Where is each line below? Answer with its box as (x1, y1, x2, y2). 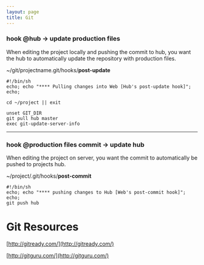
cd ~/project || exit (6, 99, 61, 106)
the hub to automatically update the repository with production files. (6, 55, 177, 62)
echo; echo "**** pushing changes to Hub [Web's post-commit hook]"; (6, 189, 186, 196)
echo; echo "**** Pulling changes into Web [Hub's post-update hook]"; (6, 83, 191, 90)
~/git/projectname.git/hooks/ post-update (6, 66, 110, 73)
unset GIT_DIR (6, 110, 42, 116)
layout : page (6, 8, 39, 15)
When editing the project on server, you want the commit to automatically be (6, 154, 198, 161)
